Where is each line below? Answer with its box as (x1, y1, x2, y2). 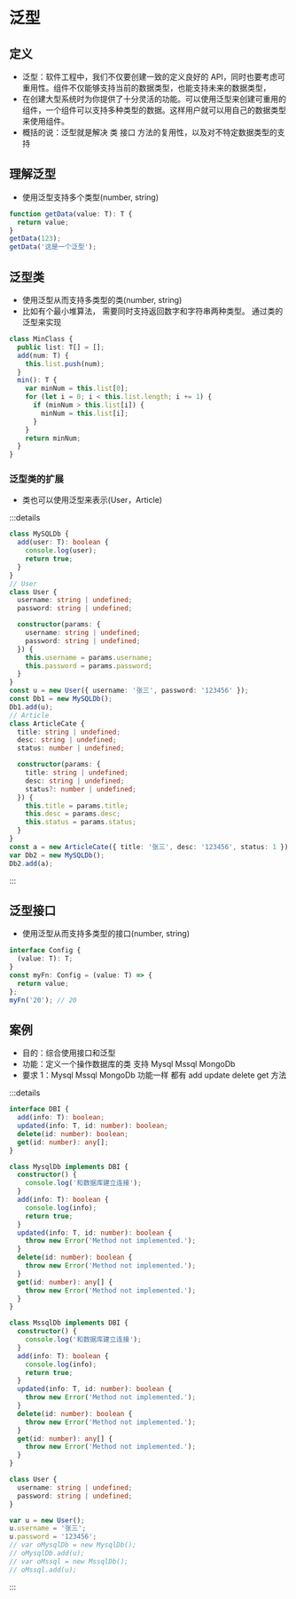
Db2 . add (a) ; (9, 859, 53, 868)
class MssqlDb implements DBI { (9, 1318, 129, 1328)
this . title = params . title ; (25, 801, 129, 810)
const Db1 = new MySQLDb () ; (9, 695, 113, 704)
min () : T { (17, 376, 58, 385)
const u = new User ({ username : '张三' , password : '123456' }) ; (9, 686, 250, 696)
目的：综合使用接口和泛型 (21, 1047, 116, 1058)
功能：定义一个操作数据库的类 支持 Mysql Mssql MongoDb (21, 1059, 236, 1070)
